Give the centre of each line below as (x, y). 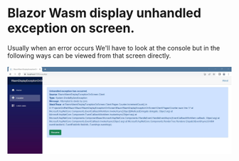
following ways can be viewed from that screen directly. (89, 56)
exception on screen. (71, 28)
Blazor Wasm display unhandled (104, 13)
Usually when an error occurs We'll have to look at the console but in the (114, 48)
